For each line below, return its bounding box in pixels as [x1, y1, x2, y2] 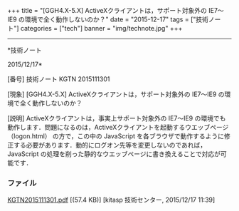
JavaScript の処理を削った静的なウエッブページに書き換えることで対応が [7, 150, 221, 158]
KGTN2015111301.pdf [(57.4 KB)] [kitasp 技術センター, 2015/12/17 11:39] [7, 195, 216, 205]
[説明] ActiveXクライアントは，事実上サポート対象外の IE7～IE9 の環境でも [7, 114, 226, 123]
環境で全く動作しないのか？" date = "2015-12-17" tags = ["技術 [24, 15, 208, 24]
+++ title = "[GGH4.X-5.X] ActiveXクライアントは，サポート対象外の [7, 6, 208, 14]
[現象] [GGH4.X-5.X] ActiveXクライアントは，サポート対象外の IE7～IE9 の [7, 90, 225, 98]
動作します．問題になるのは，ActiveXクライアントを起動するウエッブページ [7, 123, 229, 131]
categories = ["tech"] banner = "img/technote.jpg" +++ [20, 24, 183, 32]
